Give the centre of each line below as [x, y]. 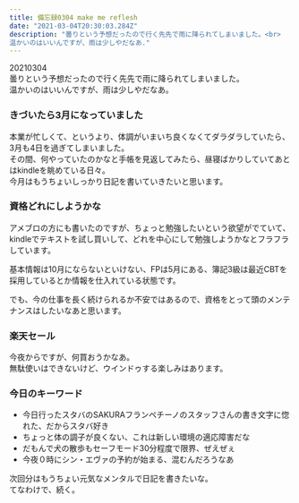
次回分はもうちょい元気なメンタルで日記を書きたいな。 [111, 479]
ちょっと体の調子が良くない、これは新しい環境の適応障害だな [136, 437]
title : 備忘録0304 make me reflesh [73, 17]
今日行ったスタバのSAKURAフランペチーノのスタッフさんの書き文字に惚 [156, 415]
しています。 [33, 250]
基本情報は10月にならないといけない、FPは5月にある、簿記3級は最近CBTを [149, 269]
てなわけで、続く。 [45, 490]
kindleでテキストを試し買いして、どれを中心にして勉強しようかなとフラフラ [149, 239]
